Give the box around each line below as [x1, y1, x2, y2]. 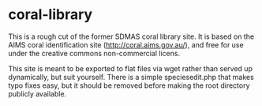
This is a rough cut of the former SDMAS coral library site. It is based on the [8, 32, 255, 41]
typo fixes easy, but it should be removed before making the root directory [8, 81, 250, 90]
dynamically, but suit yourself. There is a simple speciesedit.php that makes [8, 72, 254, 81]
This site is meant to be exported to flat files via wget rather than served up [8, 63, 253, 73]
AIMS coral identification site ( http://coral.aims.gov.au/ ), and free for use [8, 40, 244, 49]
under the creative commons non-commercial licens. [8, 48, 180, 58]
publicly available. [8, 89, 67, 98]
